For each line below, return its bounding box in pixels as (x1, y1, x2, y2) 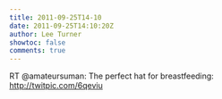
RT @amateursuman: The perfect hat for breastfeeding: (9, 70, 215, 81)
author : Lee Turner (9, 29, 82, 38)
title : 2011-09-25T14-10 (9, 12, 102, 22)
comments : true (9, 46, 66, 55)
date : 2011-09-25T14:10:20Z (9, 21, 115, 30)
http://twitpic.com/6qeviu (9, 80, 103, 91)
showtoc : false (9, 37, 66, 47)
